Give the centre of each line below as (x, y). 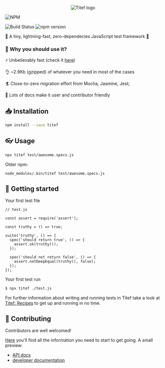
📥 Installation (27, 111)
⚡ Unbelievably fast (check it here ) (40, 60)
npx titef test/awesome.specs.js (40, 155)
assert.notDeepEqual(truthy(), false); (55, 262)
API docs (21, 355)
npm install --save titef (32, 125)
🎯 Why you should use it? (36, 49)
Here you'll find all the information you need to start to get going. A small (79, 340)
